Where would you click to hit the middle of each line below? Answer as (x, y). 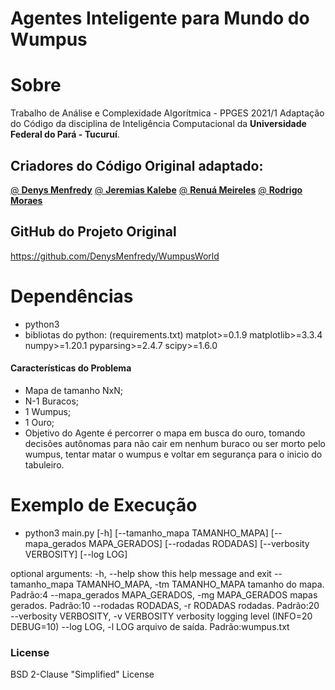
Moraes (26, 200)
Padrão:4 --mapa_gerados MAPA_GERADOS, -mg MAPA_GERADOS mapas (164, 594)
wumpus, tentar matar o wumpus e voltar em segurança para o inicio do (173, 454)
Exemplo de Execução (104, 505)
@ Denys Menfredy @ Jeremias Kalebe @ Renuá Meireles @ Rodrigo (156, 189)
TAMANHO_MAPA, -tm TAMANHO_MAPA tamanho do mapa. (200, 584)
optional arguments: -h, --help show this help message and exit (141, 573)
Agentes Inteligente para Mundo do (160, 18)
